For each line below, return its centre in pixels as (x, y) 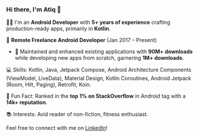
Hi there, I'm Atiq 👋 (34, 9)
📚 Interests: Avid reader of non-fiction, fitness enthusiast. (77, 114)
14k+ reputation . (27, 103)
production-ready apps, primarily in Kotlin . (59, 28)
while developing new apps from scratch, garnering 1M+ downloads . (99, 58)
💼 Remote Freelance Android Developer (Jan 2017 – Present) (82, 40)
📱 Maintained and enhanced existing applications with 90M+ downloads (104, 52)
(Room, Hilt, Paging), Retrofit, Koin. (49, 85)
